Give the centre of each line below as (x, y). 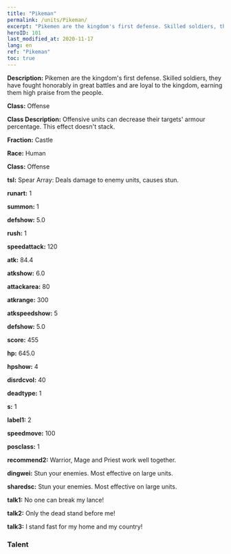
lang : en (20, 45)
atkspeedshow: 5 (33, 313)
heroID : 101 (24, 33)
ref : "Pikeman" (29, 52)
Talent (18, 544)
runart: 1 (20, 193)
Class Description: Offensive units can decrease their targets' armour (106, 119)
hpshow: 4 (23, 366)
